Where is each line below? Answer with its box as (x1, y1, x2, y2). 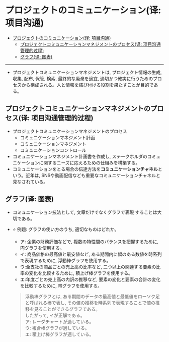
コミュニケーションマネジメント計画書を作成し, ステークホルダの (12, 153, 147, 159)
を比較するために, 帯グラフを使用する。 (20, 282, 102, 289)
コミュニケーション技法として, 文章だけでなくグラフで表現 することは (12, 209, 157, 215)
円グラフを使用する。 (20, 245, 64, 251)
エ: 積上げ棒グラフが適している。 (25, 331, 94, 337)
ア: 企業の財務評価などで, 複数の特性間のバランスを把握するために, (20, 238, 159, 245)
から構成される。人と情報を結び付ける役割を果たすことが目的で (21, 82, 154, 88)
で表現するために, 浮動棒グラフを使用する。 (20, 257, 111, 263)
